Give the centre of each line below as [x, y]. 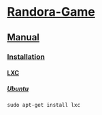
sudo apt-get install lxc [44, 105]
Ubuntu [18, 88]
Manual [23, 37]
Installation [26, 57]
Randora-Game [51, 12]
